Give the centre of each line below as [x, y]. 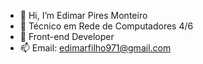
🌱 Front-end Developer [67, 36]
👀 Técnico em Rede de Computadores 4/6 [106, 26]
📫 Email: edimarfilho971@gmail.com [95, 48]
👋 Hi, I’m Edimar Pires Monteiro [83, 15]
